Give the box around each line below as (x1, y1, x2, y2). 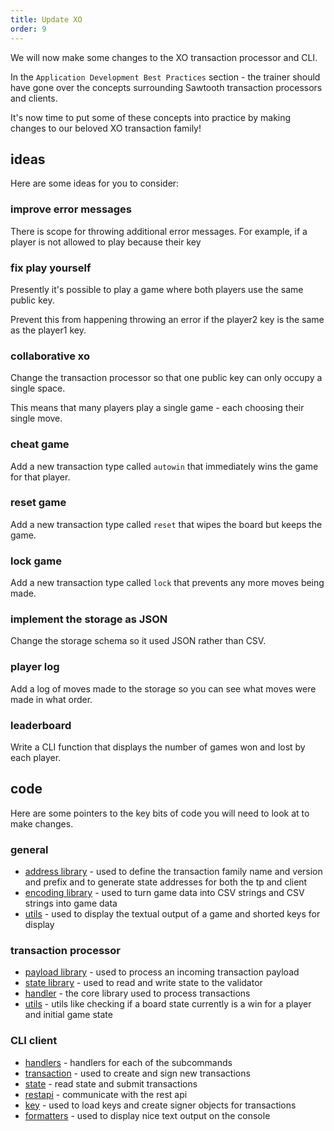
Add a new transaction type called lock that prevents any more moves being (10, 577, 325, 589)
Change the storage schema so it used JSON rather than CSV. (10, 635, 267, 647)
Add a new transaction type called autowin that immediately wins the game (10, 460, 319, 472)
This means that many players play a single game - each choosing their (10, 402, 305, 414)
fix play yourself (10, 261, 92, 275)
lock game (10, 554, 62, 568)
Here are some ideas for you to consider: (10, 177, 180, 190)
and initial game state (24, 1009, 113, 1021)
